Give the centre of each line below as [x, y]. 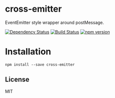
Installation [28, 52]
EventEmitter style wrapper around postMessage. [55, 22]
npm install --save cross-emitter [40, 64]
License [17, 80]
